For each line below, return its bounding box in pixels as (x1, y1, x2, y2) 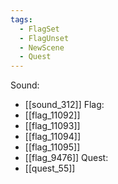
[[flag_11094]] (24, 131, 82, 143)
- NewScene (19, 42, 65, 53)
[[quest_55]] (24, 162, 76, 175)
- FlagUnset (19, 33, 70, 43)
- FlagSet (19, 24, 60, 34)
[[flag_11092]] (24, 109, 81, 121)
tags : (10, 14, 33, 25)
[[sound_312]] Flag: (24, 99, 105, 111)
